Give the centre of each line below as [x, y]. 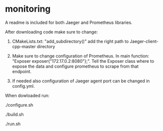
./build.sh [14, 114]
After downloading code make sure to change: [52, 32]
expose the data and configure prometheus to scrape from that [75, 66]
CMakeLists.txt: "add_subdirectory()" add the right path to [70, 41]
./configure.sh [19, 105]
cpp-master [24, 46]
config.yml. [23, 86]
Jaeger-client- [144, 41]
